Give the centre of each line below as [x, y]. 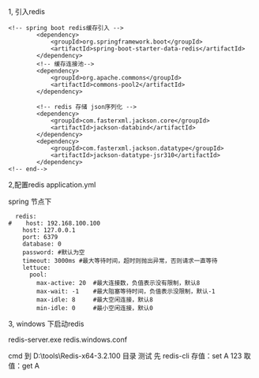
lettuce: [37, 268]
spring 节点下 [30, 201]
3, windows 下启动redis [46, 324]
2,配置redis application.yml [52, 185]
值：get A [24, 366]
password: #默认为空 [54, 253]
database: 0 [42, 244]
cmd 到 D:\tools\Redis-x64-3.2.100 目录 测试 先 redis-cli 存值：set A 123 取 [129, 356]
